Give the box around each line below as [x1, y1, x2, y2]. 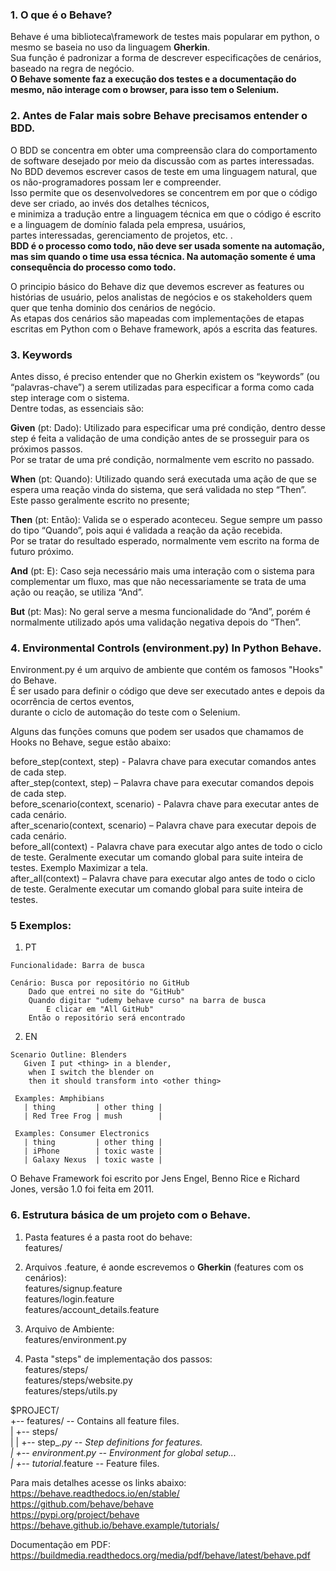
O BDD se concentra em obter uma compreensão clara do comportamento [10, 144, 318, 156]
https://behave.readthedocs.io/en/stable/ [10, 1487, 180, 1499]
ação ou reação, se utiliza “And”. [10, 586, 144, 598]
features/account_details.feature [24, 1303, 160, 1315]
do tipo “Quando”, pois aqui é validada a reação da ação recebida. [10, 524, 283, 536]
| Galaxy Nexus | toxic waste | [23, 1155, 163, 1165]
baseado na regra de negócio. [10, 63, 135, 75]
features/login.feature [24, 1293, 115, 1305]
